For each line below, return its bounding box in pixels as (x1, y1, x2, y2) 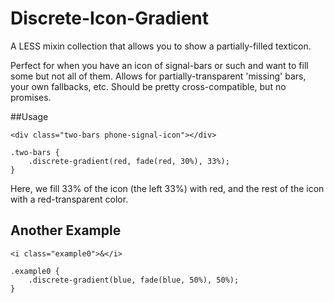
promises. (10, 91, 52, 103)
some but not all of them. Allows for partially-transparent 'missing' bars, (10, 70, 307, 82)
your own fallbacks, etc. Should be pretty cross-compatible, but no (10, 80, 287, 92)
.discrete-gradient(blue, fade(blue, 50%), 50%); (28, 275, 240, 285)
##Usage (10, 110, 49, 122)
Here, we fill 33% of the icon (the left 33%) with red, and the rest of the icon (10, 182, 325, 194)
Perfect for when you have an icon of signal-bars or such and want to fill (10, 59, 309, 71)
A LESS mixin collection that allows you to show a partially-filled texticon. (10, 40, 312, 52)
